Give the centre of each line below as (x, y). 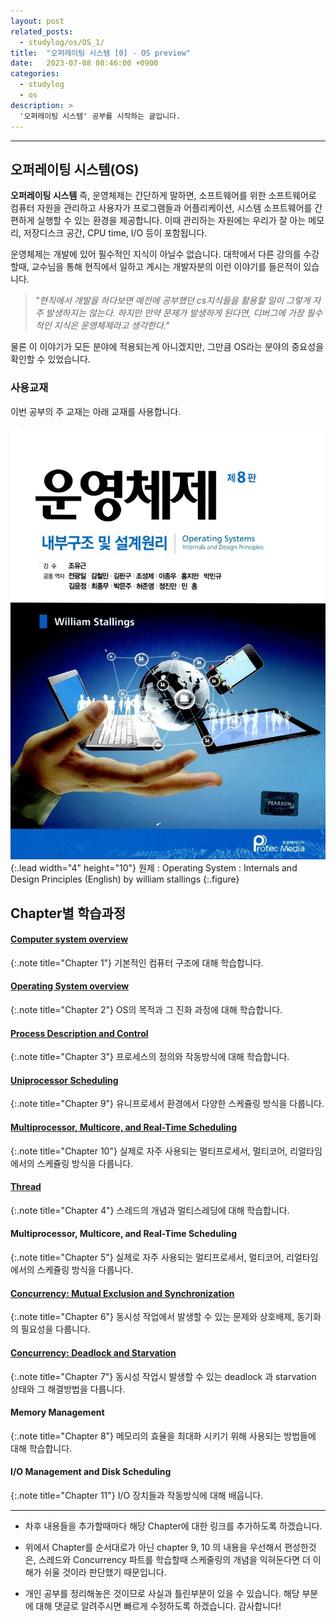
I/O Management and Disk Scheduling (91, 1472)
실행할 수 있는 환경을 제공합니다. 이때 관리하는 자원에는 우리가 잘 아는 (171, 221)
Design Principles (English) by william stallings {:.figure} (125, 879)
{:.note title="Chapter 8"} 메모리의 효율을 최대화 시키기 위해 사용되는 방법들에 (163, 1436)
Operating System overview (70, 986)
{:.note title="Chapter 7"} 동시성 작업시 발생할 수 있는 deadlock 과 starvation (163, 1376)
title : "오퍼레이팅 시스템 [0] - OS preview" (100, 53)
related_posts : (42, 31)
